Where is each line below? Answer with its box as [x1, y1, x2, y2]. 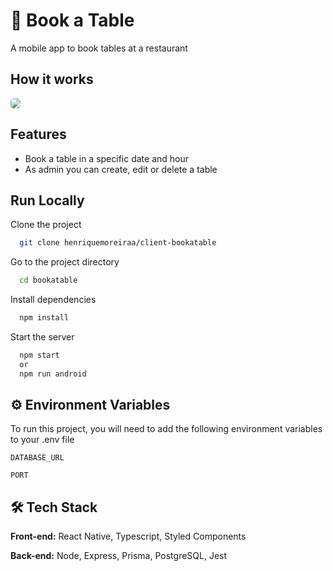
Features [10, 126, 67, 143]
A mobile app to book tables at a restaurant [10, 42, 188, 54]
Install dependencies [10, 294, 97, 306]
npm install [19, 313, 70, 323]
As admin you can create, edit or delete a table [24, 163, 218, 175]
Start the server [10, 331, 75, 343]
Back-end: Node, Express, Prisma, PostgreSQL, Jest [10, 550, 228, 562]
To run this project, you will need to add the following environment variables [10, 423, 323, 435]
